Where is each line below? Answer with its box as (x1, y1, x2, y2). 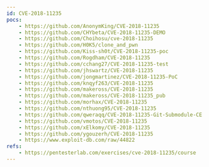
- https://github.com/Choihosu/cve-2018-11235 (18, 35, 154, 42)
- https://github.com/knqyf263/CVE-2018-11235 (18, 80, 154, 87)
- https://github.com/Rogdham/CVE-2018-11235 (18, 55, 151, 61)
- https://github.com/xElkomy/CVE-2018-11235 (18, 124, 151, 131)
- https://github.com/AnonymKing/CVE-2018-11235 (18, 22, 160, 29)
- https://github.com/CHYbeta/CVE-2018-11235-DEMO (18, 29, 166, 36)
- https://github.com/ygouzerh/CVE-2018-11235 (18, 130, 154, 137)
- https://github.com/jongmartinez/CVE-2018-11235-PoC (18, 73, 178, 80)
